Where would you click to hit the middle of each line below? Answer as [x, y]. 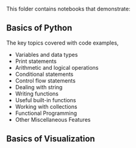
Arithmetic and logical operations [57, 67]
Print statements [36, 61]
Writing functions [37, 94]
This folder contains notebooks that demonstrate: [68, 9]
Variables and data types [46, 54]
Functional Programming [46, 113]
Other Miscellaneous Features [53, 119]
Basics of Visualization [51, 139]
